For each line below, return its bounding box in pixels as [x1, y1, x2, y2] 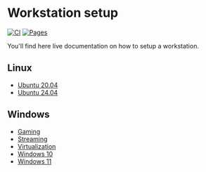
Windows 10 [17, 150, 53, 158]
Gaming [17, 127, 41, 135]
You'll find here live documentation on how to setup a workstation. [7, 41, 199, 50]
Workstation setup [7, 5, 119, 21]
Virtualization [17, 142, 56, 150]
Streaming [17, 135, 48, 143]
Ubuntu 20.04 [17, 81, 58, 89]
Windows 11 [17, 157, 52, 166]
